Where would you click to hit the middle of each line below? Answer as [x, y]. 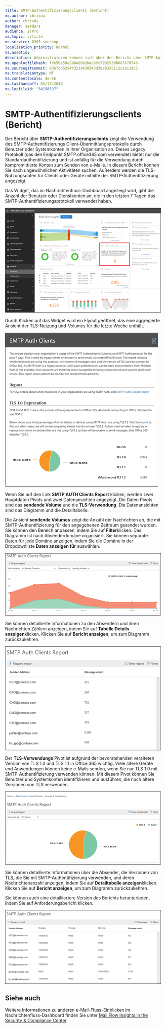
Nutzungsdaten [21, 175]
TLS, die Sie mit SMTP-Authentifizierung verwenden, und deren [70, 878]
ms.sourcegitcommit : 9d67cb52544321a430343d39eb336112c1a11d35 [72, 68]
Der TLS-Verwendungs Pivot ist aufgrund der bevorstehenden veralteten [80, 758]
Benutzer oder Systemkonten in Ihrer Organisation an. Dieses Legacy [75, 149]
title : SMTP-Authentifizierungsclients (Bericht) [57, 10]
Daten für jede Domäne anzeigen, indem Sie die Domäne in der [69, 541]
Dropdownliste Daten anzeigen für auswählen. [53, 546]
